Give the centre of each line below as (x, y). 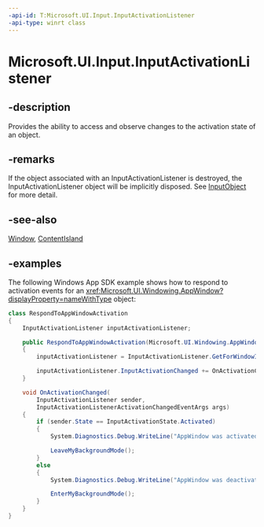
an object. (24, 135)
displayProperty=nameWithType (60, 299)
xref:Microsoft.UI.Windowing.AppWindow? (155, 290)
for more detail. (33, 195)
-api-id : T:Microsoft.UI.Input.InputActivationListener (101, 15)
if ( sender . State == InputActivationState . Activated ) (126, 422)
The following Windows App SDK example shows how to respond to (118, 282)
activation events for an (46, 290)
